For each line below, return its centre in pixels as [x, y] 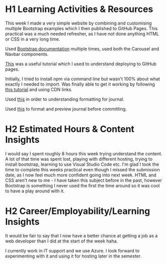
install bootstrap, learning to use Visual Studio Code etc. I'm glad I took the [82, 164]
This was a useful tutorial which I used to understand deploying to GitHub [81, 64]
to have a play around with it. [35, 191]
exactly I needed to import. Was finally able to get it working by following [80, 84]
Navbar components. [27, 54]
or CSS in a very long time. [33, 39]
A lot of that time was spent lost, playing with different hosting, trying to [79, 159]
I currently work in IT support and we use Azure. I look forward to [72, 250]
